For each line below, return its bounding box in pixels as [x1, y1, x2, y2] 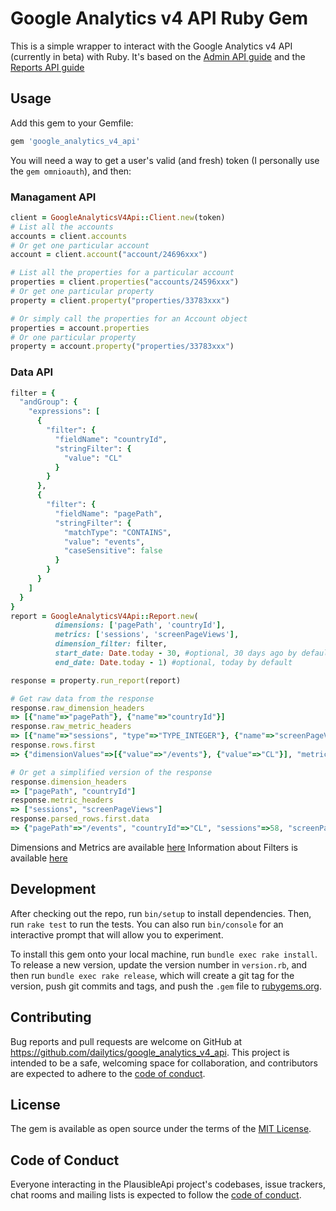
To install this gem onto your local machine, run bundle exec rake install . [10, 948, 318, 960]
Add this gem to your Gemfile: [10, 117, 134, 129]
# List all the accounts [10, 222, 114, 232]
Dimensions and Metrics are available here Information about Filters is [10, 841, 298, 853]
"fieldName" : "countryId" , [54, 434, 168, 444]
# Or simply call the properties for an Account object [10, 313, 248, 324]
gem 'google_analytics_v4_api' [10, 136, 141, 146]
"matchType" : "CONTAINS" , [63, 527, 172, 537]
